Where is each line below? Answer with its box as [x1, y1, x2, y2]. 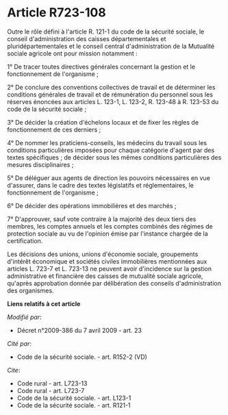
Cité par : [7, 339, 32, 347]
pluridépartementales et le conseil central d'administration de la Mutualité [7, 42, 215, 50]
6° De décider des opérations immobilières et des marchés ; [7, 201, 177, 210]
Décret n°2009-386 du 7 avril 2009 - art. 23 [16, 326, 142, 334]
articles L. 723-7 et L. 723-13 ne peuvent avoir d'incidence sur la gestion [7, 264, 212, 273]
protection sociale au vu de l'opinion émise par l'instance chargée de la [7, 229, 209, 238]
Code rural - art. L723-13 [16, 379, 88, 388]
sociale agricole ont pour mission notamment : [7, 49, 138, 58]
